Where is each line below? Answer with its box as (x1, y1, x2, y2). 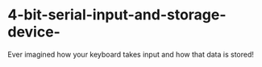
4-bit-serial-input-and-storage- (7, 6, 227, 24)
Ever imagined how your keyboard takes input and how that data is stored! (7, 49, 255, 59)
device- (7, 23, 61, 41)
